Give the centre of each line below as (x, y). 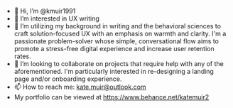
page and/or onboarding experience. (68, 79)
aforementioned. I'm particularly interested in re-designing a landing (114, 71)
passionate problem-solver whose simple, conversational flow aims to (116, 41)
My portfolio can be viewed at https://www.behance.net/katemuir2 (112, 97)
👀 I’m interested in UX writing (56, 18)
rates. (22, 56)
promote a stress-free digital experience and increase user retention (114, 49)
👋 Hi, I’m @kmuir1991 (45, 11)
